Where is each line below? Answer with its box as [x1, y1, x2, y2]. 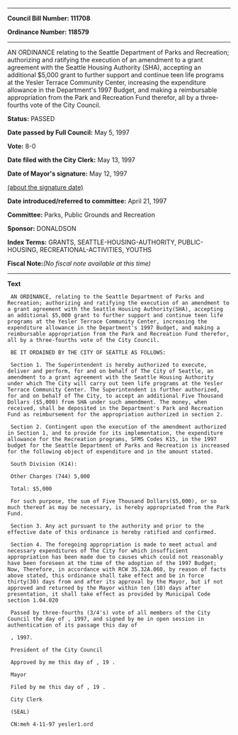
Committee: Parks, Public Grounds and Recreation [7, 210, 156, 219]
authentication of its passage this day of [7, 622, 138, 629]
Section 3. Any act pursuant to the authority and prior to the [10, 523, 204, 530]
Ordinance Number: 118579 [7, 28, 90, 36]
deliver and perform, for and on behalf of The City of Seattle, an [7, 367, 214, 375]
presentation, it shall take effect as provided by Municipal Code [7, 591, 211, 598]
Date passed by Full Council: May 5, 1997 [7, 128, 130, 137]
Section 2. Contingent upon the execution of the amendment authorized [10, 423, 227, 431]
